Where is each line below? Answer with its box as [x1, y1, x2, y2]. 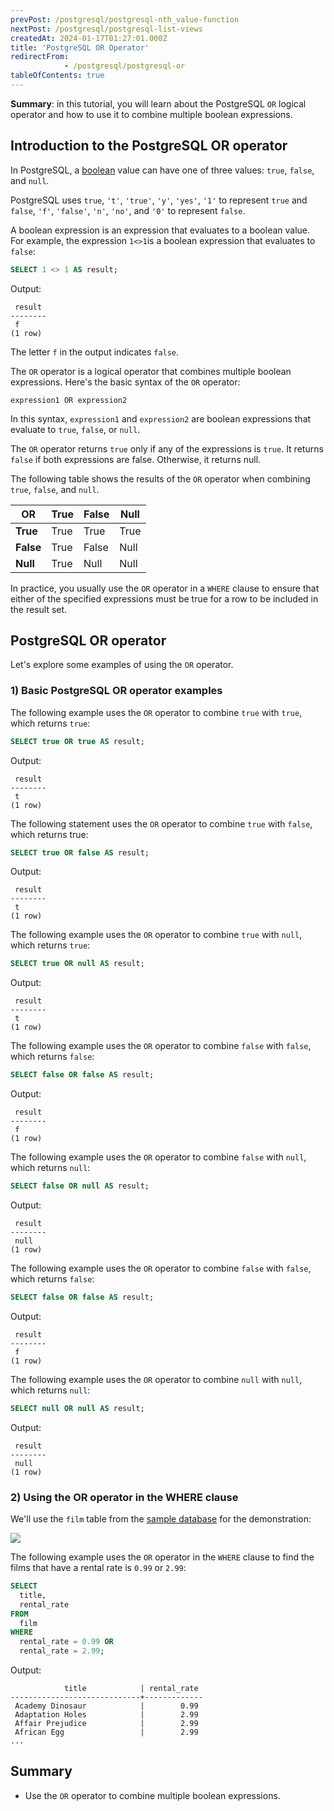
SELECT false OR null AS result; [10, 1181, 150, 1191]
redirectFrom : [10, 52, 70, 62]
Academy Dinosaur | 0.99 [14, 1701, 199, 1711]
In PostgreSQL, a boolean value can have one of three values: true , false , [10, 164, 315, 176]
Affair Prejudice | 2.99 [14, 1719, 199, 1729]
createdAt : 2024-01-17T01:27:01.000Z [10, 33, 168, 43]
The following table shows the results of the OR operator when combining [10, 472, 311, 485]
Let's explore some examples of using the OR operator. [10, 659, 234, 671]
